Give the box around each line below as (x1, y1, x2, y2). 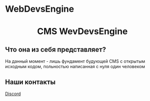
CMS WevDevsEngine (37, 26, 128, 37)
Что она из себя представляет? (5, 45, 106, 53)
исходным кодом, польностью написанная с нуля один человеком (5, 64, 146, 70)
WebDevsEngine (5, 3, 75, 15)
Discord (5, 91, 21, 97)
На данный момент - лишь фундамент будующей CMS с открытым (5, 58, 146, 64)
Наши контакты (5, 77, 56, 86)
